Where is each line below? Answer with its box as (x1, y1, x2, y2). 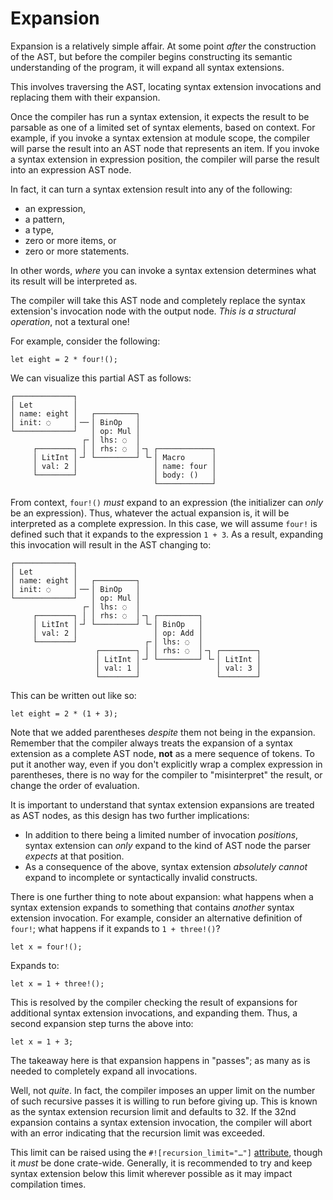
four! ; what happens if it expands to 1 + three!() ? (10, 922, 221, 934)
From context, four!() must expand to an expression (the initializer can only (10, 496, 324, 508)
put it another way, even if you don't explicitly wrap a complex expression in (10, 758, 323, 770)
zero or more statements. (24, 245, 130, 257)
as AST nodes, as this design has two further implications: (10, 809, 250, 821)
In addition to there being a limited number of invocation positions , (24, 828, 299, 841)
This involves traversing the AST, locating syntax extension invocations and (10, 80, 322, 92)
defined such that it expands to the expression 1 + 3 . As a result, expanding (10, 528, 324, 540)
